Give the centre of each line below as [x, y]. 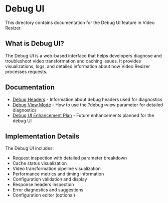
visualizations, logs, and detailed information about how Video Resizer [78, 66]
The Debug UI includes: [30, 148]
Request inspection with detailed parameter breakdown [69, 158]
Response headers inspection [43, 184]
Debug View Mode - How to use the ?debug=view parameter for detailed [88, 104]
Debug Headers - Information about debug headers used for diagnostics [88, 99]
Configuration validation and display [50, 179]
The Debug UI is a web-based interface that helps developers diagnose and [83, 55]
